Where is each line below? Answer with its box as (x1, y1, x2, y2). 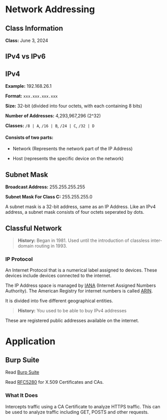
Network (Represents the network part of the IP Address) (12, 145, 133, 152)
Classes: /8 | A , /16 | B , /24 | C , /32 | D (5, 122, 95, 129)
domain (17, 243, 34, 249)
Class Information (5, 24, 64, 33)
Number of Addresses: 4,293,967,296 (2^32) (5, 113, 101, 119)
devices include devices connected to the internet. (5, 273, 112, 279)
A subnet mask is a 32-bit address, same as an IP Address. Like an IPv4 (5, 204, 156, 210)
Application (5, 335, 55, 347)
